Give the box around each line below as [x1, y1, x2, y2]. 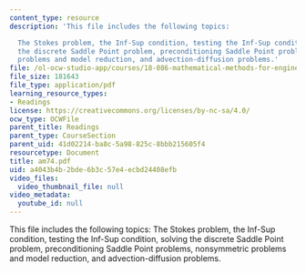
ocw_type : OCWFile [9, 115, 79, 124]
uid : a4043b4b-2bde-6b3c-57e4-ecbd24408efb [9, 165, 178, 174]
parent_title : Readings [9, 123, 100, 132]
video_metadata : [9, 190, 71, 200]
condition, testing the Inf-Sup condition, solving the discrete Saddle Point [9, 234, 284, 244]
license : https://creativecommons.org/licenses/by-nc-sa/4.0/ [9, 106, 250, 115]
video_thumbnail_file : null [17, 182, 125, 191]
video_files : [9, 174, 59, 183]
